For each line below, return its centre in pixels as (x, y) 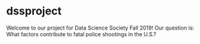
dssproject (34, 11)
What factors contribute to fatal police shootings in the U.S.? (81, 34)
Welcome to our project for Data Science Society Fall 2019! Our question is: (100, 28)
